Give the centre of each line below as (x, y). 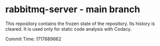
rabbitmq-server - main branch (73, 9)
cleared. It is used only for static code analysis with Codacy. (68, 29)
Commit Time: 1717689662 (33, 39)
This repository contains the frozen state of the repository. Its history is (80, 24)
